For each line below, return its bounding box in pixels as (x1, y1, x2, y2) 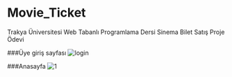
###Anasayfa (7, 62, 47, 70)
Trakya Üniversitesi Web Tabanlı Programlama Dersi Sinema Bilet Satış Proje (7, 28, 225, 36)
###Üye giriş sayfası (7, 49, 67, 57)
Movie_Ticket (7, 5, 86, 21)
